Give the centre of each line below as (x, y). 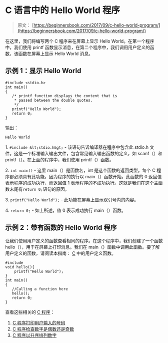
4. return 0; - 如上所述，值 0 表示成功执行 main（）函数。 (65, 210)
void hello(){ (20, 267)
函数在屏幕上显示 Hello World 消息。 (56, 54)
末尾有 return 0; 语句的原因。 (39, 189)
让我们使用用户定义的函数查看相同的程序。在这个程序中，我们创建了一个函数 (84, 240)
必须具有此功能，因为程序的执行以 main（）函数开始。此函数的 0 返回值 (88, 176)
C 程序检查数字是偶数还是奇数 (43, 329)
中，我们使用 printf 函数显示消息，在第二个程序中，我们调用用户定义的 (77, 47)
